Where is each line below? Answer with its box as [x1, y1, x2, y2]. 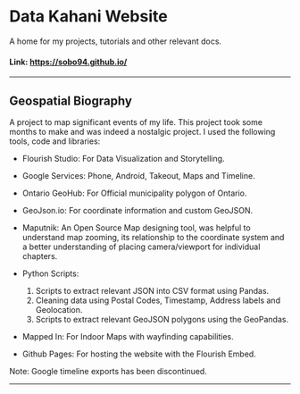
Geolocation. [35, 304, 83, 314]
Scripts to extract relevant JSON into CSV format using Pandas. [35, 285, 270, 296]
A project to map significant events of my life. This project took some [9, 116, 263, 127]
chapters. [21, 250, 58, 261]
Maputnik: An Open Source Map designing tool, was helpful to [21, 222, 252, 233]
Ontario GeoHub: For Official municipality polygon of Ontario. [21, 188, 247, 198]
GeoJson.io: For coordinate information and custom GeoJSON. [21, 205, 254, 215]
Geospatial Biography [9, 93, 132, 108]
